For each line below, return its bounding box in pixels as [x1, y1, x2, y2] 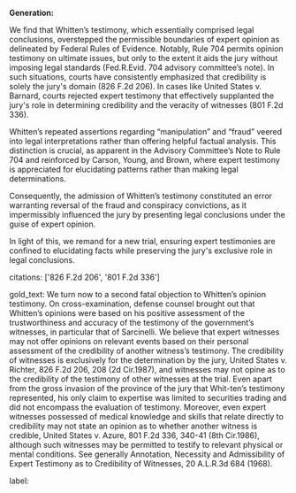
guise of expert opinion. [9, 219, 96, 229]
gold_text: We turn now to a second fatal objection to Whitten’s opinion [9, 289, 267, 299]
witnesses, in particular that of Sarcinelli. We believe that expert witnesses [9, 327, 280, 337]
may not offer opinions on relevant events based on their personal [9, 336, 249, 346]
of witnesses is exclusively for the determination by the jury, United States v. [9, 355, 287, 366]
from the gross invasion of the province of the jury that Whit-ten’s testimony [9, 383, 285, 393]
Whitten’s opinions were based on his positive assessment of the [9, 308, 246, 318]
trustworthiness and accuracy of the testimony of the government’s [9, 318, 254, 327]
